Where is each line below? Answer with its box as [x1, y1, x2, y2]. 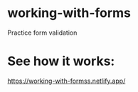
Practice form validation [7, 28, 78, 37]
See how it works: [7, 53, 115, 69]
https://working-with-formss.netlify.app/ [7, 76, 126, 85]
